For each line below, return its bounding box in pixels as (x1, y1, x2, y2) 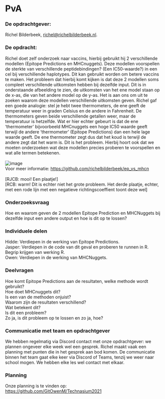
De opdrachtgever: (5, 21, 51, 28)
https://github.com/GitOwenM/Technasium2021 (5, 388, 102, 394)
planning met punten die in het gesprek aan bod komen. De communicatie (5, 349, 155, 355)
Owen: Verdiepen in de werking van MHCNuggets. (5, 255, 107, 261)
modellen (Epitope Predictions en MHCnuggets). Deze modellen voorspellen (5, 60, 160, 67)
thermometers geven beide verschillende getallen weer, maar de (5, 113, 136, 119)
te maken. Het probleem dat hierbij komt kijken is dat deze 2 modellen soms (5, 76, 159, 82)
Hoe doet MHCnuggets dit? (5, 288, 61, 294)
